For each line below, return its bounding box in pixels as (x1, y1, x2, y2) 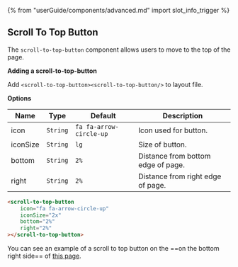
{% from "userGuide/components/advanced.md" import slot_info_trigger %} (7, 6, 230, 14)
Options (7, 93, 32, 102)
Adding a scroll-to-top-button (7, 67, 97, 75)
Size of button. (137, 140, 187, 149)
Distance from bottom (137, 151, 211, 161)
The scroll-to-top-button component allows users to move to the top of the (7, 45, 231, 54)
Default (91, 110, 116, 120)
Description (162, 110, 203, 120)
